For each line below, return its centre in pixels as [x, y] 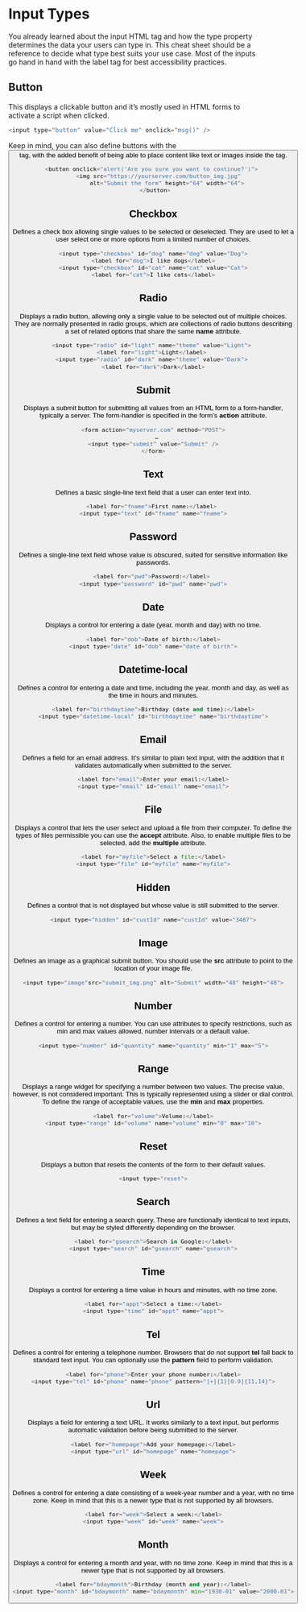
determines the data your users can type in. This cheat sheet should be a [130, 44]
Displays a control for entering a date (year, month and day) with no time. [153, 625]
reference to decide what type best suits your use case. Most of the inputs [132, 53]
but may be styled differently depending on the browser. [153, 1227]
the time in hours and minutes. [153, 695]
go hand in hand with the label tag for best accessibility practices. [118, 62]
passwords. [153, 563]
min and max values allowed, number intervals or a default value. [153, 1032]
